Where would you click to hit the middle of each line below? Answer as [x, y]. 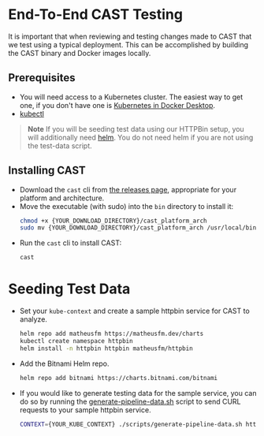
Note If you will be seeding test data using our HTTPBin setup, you [136, 129]
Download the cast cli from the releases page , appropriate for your [128, 189]
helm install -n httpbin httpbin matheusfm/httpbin [106, 348]
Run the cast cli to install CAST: [71, 243]
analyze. [33, 319]
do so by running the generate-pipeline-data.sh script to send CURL [130, 401]
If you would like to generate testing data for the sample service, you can [138, 393]
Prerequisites [42, 78]
